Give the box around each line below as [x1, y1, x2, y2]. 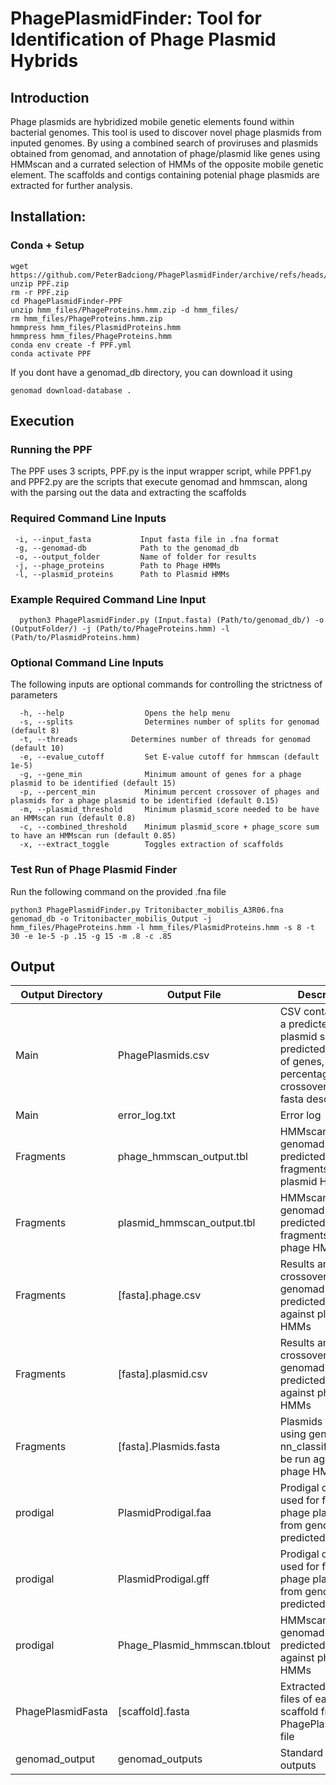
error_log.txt [117, 1108, 176, 1122]
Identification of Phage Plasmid [10, 28, 277, 51]
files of [279, 1692, 313, 1706]
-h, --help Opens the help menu [19, 708, 230, 719]
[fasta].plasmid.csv [117, 1367, 208, 1381]
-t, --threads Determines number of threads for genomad [19, 735, 311, 745]
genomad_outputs [117, 1752, 203, 1766]
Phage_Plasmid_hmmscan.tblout [117, 1638, 271, 1652]
